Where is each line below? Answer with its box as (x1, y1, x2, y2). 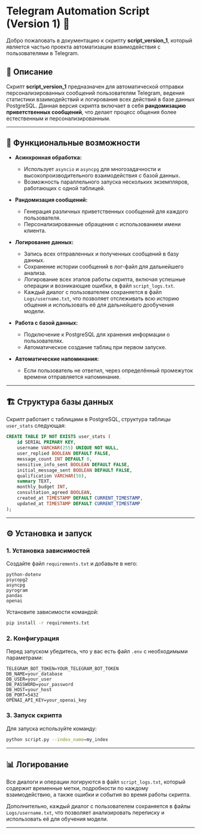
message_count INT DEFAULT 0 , (17, 456, 93, 462)
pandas (6, 593, 23, 599)
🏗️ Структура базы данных (6, 397, 114, 407)
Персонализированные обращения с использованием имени (23, 220, 181, 227)
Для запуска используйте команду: (6, 725, 97, 732)
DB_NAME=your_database (6, 671, 63, 677)
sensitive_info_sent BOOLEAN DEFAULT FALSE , (17, 461, 130, 467)
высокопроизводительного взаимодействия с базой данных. (23, 172, 181, 179)
